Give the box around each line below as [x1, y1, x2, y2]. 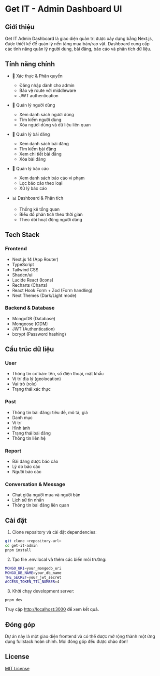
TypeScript [12, 261, 34, 267]
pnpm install [5, 548, 31, 553]
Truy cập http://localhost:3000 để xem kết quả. [5, 607, 99, 612]
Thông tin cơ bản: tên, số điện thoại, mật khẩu [12, 371, 104, 377]
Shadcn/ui [12, 272, 33, 277]
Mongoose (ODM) [12, 321, 48, 327]
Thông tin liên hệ [12, 435, 46, 441]
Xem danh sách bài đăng [19, 140, 69, 146]
